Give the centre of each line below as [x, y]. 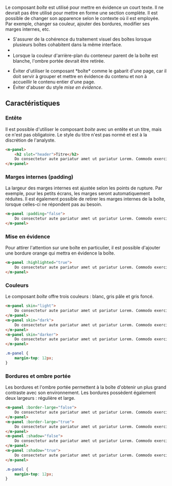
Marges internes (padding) [39, 177]
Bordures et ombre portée [38, 376]
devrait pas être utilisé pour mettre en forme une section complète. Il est [81, 13]
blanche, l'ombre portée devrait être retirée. [59, 61]
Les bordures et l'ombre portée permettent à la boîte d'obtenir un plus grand [86, 387]
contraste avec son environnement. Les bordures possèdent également [81, 393]
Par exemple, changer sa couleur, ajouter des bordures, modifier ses [78, 24]
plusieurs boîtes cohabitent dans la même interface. [67, 45]
